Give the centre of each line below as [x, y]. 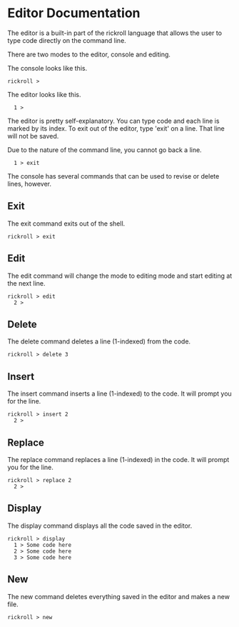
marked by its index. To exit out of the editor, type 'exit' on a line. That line [116, 128]
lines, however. [30, 184]
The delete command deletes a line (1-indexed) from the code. [99, 341]
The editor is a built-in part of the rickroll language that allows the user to [115, 33]
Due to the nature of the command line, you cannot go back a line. [105, 150]
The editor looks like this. [44, 94]
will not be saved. [33, 136]
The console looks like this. [47, 68]
